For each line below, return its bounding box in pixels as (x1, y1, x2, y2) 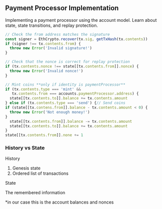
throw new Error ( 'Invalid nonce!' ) (9, 68, 83, 73)
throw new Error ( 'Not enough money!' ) (9, 109, 90, 114)
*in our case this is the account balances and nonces (5, 199, 114, 205)
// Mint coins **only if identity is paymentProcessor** (5, 82, 126, 87)
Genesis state (12, 165, 41, 171)
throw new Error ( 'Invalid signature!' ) (9, 46, 92, 51)
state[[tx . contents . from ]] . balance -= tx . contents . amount (9, 119, 133, 124)
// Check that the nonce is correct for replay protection (5, 59, 130, 64)
